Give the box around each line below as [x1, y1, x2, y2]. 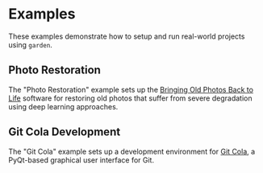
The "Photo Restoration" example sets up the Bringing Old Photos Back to [8, 84, 254, 94]
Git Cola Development [8, 126, 121, 139]
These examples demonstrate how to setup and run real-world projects [8, 31, 245, 41]
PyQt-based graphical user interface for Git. [8, 154, 155, 165]
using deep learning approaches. [8, 101, 119, 111]
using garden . [8, 39, 52, 49]
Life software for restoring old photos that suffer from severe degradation [8, 93, 253, 103]
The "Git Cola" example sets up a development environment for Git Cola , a [8, 146, 256, 156]
